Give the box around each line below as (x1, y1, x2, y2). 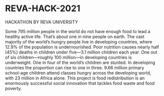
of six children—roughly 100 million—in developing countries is (5, 54, 132, 60)
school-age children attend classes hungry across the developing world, (5, 70, 151, 76)
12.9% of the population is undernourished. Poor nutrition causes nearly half (5, 44, 159, 50)
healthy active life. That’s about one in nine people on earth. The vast (5, 34, 144, 39)
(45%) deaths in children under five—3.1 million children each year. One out (5, 49, 158, 55)
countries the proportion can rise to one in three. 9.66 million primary (5, 64, 144, 71)
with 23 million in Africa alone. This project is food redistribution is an (5, 75, 145, 81)
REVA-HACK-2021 (5, 3, 81, 14)
